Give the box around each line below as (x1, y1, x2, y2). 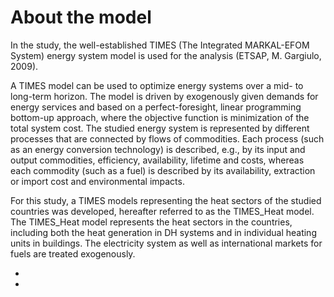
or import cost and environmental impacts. (10, 175, 185, 187)
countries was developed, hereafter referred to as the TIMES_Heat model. (10, 205, 315, 217)
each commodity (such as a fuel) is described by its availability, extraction (10, 164, 316, 176)
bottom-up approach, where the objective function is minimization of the (10, 111, 310, 123)
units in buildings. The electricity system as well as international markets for (10, 237, 323, 249)
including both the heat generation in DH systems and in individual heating (10, 226, 317, 238)
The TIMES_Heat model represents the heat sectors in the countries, (10, 216, 293, 228)
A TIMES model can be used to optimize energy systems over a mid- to (10, 79, 304, 91)
